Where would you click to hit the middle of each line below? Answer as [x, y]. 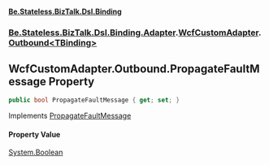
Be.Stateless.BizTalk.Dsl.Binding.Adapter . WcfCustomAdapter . [135, 33]
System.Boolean [36, 152]
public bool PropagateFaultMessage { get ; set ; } [94, 100]
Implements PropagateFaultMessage [70, 116]
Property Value [35, 134]
